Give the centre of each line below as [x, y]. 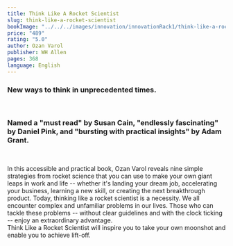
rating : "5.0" [28, 40]
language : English [34, 65]
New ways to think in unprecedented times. [82, 90]
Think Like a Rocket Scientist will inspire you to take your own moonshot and [116, 228]
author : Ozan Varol [35, 46]
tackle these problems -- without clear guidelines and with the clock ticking [115, 213]
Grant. [18, 140]
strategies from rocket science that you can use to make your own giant [110, 176]
